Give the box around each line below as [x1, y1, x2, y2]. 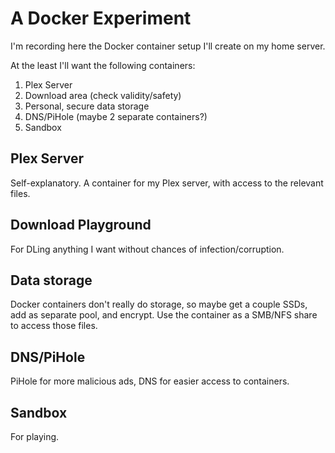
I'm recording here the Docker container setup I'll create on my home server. [10, 40, 326, 52]
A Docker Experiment [10, 7, 192, 30]
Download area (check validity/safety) [24, 89, 182, 101]
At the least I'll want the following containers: [10, 59, 196, 71]
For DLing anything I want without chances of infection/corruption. [10, 243, 285, 255]
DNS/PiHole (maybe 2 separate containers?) [24, 110, 208, 122]
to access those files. [10, 320, 98, 332]
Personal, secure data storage [24, 100, 150, 112]
